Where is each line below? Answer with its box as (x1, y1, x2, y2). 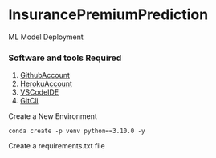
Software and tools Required (8, 52, 122, 63)
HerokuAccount (19, 79, 72, 89)
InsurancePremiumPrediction (8, 6, 209, 24)
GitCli (19, 96, 39, 106)
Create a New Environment (8, 111, 98, 121)
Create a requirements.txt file (8, 141, 106, 151)
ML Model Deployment (8, 32, 84, 42)
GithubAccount (19, 71, 71, 80)
